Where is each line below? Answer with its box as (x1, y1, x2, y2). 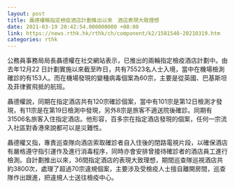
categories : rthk (7, 36, 58, 43)
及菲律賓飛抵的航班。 (7, 82, 69, 91)
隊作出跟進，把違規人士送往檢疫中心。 (7, 173, 117, 182)
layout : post (7, 10, 45, 17)
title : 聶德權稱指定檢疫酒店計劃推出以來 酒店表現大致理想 (7, 17, 159, 24)
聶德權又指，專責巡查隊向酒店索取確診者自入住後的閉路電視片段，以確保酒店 (7, 138, 228, 147)
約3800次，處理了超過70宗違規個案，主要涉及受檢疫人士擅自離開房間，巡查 (7, 165, 226, 173)
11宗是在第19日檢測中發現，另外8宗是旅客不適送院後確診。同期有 (25, 106, 213, 115)
